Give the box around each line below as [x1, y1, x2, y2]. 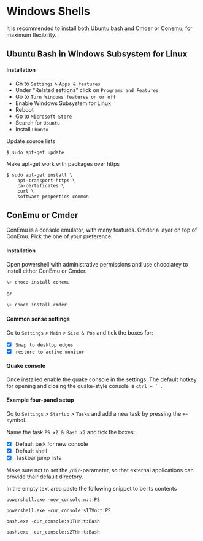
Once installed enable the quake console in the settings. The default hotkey [6, 376, 197, 383]
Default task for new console [15, 440, 88, 448]
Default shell [15, 447, 47, 455]
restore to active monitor [15, 349, 85, 355]
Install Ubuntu [15, 125, 49, 133]
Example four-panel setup [6, 396, 75, 403]
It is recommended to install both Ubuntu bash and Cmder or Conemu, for [6, 25, 193, 32]
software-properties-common [17, 193, 89, 200]
